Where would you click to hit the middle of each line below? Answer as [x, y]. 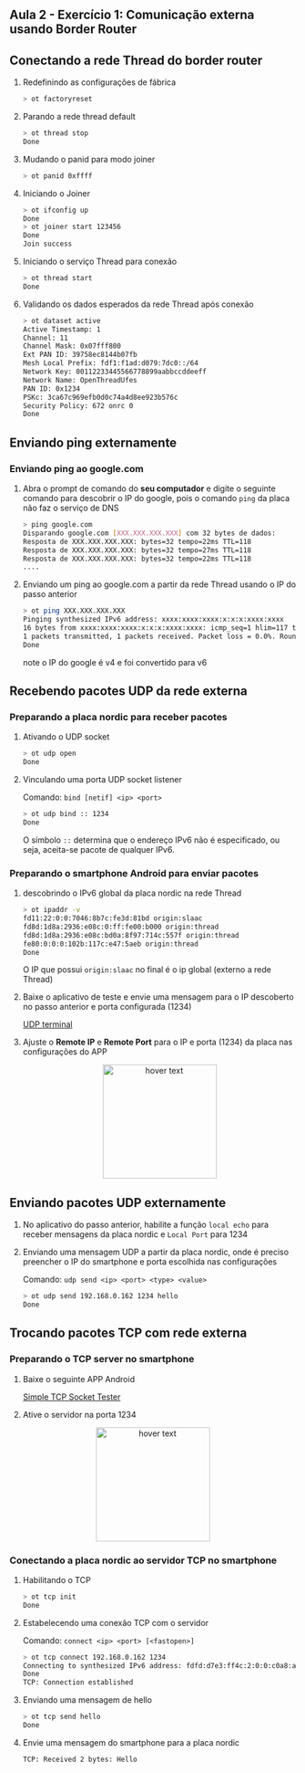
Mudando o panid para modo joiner [89, 159]
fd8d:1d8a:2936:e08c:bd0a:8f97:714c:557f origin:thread [131, 935]
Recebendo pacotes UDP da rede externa [128, 692]
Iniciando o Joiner [56, 193]
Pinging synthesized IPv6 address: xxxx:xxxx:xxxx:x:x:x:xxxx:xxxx [153, 620]
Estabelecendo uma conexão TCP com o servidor [116, 1622]
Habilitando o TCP [56, 1579]
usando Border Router [73, 30]
